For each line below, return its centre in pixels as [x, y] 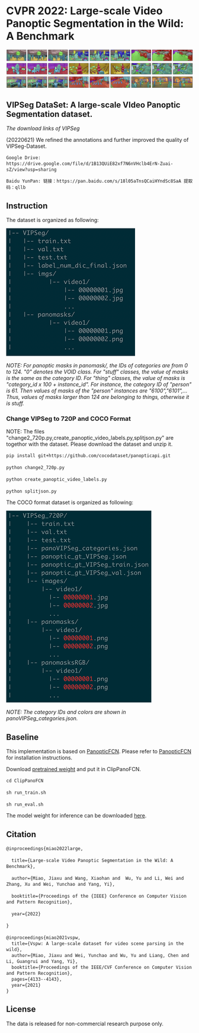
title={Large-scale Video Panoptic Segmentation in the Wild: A [92, 860]
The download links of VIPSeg [43, 128]
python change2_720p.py [36, 468]
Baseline [23, 737]
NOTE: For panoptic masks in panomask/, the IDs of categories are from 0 [97, 365]
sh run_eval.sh [25, 805]
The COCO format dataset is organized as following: [70, 502]
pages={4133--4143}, [37, 979]
